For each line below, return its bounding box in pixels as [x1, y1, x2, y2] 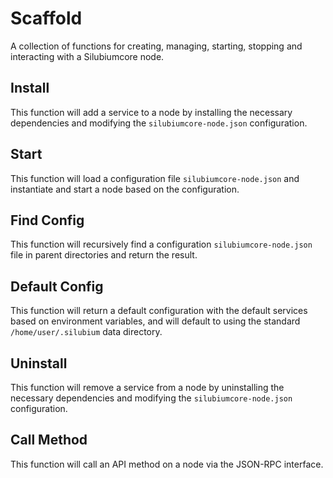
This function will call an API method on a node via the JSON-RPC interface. [10, 458, 324, 470]
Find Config [10, 212, 85, 229]
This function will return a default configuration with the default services [10, 305, 308, 317]
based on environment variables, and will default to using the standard [10, 315, 301, 327]
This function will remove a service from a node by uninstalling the [10, 382, 285, 393]
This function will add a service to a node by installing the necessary [10, 106, 293, 118]
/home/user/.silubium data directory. [10, 326, 163, 338]
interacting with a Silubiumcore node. [10, 50, 165, 62]
